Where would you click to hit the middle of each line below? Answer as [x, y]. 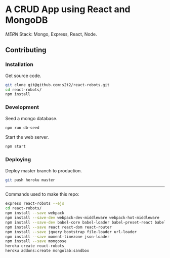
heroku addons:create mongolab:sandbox [47, 251]
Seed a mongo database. [31, 118]
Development [22, 107]
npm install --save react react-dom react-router [59, 227]
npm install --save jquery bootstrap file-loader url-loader [71, 232]
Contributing [26, 50]
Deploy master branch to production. [44, 170]
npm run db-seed [22, 128]
